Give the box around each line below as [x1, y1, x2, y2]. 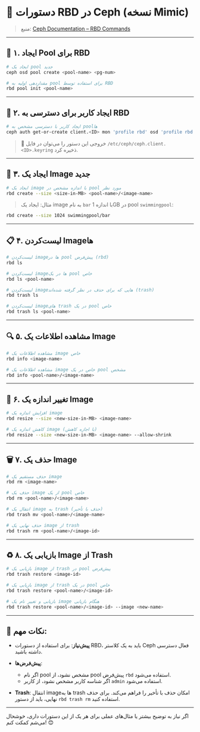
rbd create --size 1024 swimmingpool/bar [6, 213, 111, 219]
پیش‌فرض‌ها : [14, 660, 43, 667]
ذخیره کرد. [54, 146, 79, 153]
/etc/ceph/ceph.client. [107, 141, 167, 147]
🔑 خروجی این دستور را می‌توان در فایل [20, 139, 107, 147]
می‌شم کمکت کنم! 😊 [6, 719, 54, 726]
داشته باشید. [14, 648, 43, 655]
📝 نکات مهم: [6, 626, 48, 636]
